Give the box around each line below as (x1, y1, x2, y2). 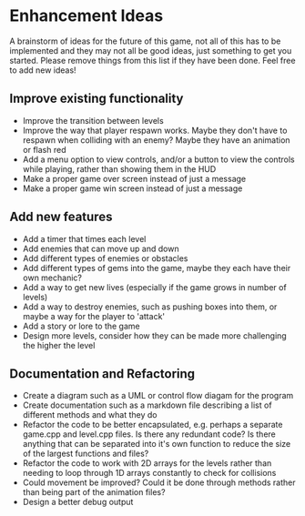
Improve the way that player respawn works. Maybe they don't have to (22, 125, 288, 136)
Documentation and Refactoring (9, 366, 196, 381)
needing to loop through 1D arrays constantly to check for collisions (22, 468, 277, 479)
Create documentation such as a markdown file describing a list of (22, 400, 272, 410)
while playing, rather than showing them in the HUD (22, 163, 217, 174)
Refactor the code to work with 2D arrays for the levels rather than (22, 458, 272, 469)
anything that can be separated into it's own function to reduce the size (22, 439, 291, 450)
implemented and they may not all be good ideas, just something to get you (9, 45, 292, 56)
